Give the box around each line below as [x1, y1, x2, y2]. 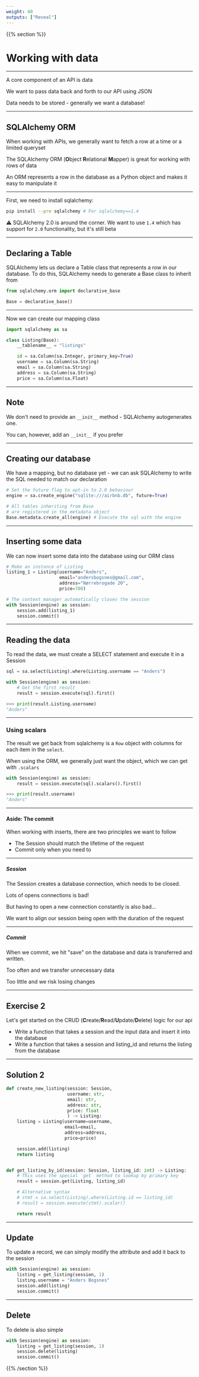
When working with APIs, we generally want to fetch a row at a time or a [6, 138, 182, 145]
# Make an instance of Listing [6, 564, 84, 570]
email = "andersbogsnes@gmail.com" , [59, 575, 145, 581]
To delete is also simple [6, 1326, 63, 1333]
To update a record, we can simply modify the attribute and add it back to [6, 1248, 185, 1255]
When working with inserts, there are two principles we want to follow [6, 828, 176, 835]
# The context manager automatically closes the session [6, 596, 150, 602]
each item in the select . [6, 746, 65, 753]
